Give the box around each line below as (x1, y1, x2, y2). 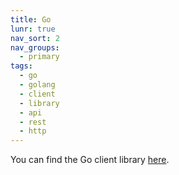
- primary (19, 52, 60, 62)
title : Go (10, 14, 52, 25)
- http (19, 126, 47, 136)
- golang (19, 80, 56, 90)
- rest (19, 117, 47, 127)
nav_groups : (10, 42, 60, 53)
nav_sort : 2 (10, 33, 60, 43)
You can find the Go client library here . (10, 154, 170, 166)
